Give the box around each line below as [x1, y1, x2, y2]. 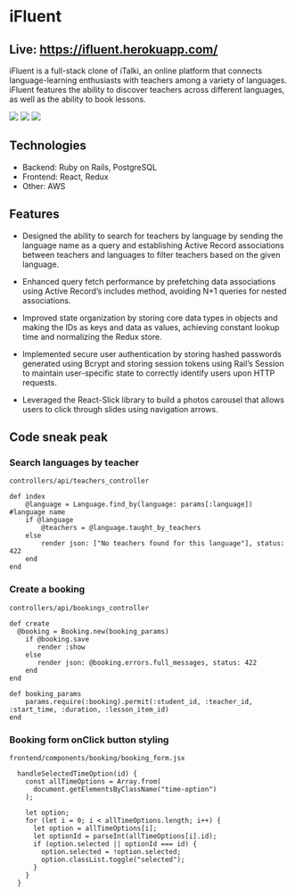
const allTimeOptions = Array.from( [25, 776, 162, 786]
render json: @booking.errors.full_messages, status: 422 [37, 658, 257, 667]
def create [9, 618, 50, 628]
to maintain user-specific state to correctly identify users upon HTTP [21, 368, 275, 378]
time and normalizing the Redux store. [21, 331, 162, 342]
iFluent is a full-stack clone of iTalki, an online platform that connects [9, 65, 263, 76]
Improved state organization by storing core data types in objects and [21, 312, 278, 323]
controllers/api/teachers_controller [9, 477, 150, 485]
